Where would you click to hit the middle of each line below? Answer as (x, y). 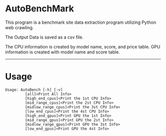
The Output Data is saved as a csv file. (44, 37)
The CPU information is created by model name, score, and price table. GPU (83, 46)
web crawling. (20, 27)
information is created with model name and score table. (62, 52)
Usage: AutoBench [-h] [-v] (34, 90)
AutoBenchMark (40, 9)
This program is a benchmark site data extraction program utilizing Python (81, 22)
